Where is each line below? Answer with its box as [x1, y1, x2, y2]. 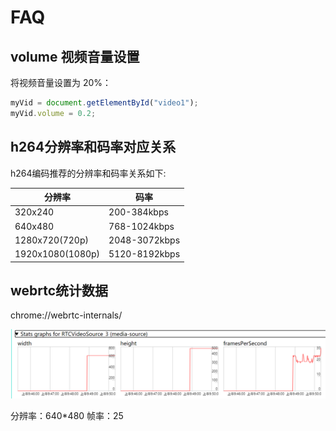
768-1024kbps [108, 220, 175, 232]
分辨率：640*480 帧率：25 [10, 409, 124, 421]
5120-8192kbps [108, 248, 181, 260]
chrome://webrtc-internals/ [10, 309, 123, 321]
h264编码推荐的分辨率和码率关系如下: [10, 167, 167, 179]
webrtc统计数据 [10, 282, 109, 299]
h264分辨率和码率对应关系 [10, 139, 177, 156]
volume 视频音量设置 [10, 48, 140, 65]
